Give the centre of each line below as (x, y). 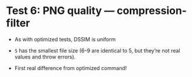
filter (18, 23)
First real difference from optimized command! (71, 68)
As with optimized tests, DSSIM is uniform (65, 39)
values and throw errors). (45, 57)
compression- (152, 11)
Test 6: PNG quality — (60, 11)
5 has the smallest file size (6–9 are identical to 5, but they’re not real (97, 50)
